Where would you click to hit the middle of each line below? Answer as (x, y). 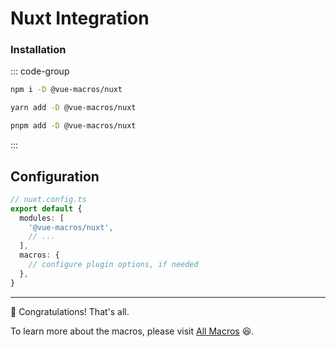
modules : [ (42, 218)
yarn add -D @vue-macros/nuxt (73, 108)
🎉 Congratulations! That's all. (70, 311)
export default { (46, 208)
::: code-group (40, 71)
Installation (38, 50)
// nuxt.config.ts (48, 199)
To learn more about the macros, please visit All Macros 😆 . (132, 331)
